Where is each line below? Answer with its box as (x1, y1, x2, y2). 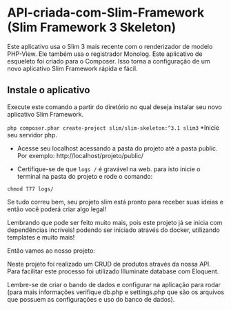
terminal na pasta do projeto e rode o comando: (17, 172, 153, 180)
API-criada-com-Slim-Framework (7, 5, 205, 21)
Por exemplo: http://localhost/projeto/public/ (17, 151, 143, 159)
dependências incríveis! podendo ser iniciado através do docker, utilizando (7, 226, 221, 234)
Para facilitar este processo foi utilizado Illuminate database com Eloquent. (7, 267, 219, 275)
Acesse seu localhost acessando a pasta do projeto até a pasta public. (17, 144, 219, 153)
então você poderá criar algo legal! (7, 205, 107, 213)
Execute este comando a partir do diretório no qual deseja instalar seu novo (7, 102, 222, 111)
